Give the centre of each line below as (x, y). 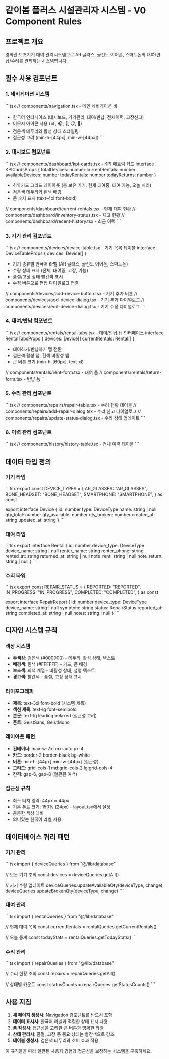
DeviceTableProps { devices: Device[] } (46, 253)
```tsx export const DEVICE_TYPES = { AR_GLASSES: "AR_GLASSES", (76, 488)
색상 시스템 (18, 646)
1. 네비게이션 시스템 (27, 94)
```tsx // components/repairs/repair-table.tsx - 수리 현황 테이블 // (71, 405)
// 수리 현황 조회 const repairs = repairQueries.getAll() (60, 974)
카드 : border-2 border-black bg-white (51, 755)
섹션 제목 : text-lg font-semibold (44, 709)
